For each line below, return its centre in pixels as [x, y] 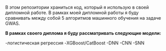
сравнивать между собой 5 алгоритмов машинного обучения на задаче [83, 18]
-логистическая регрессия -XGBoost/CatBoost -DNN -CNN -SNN [75, 43]
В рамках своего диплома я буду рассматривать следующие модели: [83, 33]
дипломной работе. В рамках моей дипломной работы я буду [72, 13]
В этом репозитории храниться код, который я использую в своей [77, 7]
